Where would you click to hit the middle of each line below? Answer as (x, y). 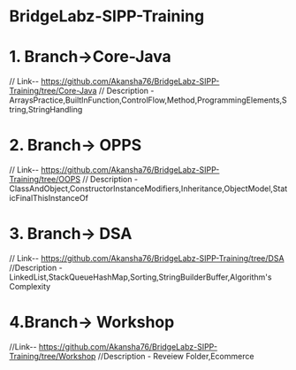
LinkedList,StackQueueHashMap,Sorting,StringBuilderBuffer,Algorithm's (140, 277)
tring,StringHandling (46, 110)
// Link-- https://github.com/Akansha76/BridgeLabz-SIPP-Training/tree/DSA (147, 258)
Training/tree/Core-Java (53, 91)
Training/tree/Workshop (53, 356)
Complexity (30, 286)
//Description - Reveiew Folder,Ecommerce (176, 356)
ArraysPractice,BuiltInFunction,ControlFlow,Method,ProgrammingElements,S (148, 100)
